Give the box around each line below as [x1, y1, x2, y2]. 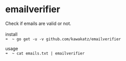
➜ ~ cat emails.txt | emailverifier [5, 51, 85, 56]
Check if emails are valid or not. [5, 20, 72, 26]
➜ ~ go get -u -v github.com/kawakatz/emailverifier [5, 37, 121, 42]
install [5, 31, 18, 37]
